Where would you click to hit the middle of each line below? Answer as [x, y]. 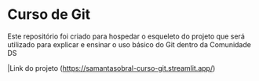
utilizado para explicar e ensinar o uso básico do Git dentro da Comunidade [129, 44]
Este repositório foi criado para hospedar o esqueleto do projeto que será [126, 36]
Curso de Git [49, 15]
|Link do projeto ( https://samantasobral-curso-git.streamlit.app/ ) [111, 68]
